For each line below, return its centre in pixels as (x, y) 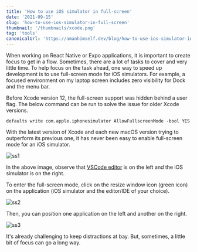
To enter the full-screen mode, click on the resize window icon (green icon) (97, 185)
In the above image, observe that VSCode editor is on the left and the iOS (95, 167)
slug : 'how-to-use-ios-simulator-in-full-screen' (68, 22)
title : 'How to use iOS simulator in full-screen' (69, 11)
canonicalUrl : (23, 39)
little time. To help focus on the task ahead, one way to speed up (84, 68)
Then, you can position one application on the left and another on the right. (97, 214)
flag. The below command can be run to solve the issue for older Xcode (93, 104)
